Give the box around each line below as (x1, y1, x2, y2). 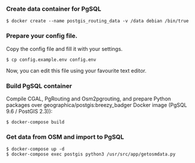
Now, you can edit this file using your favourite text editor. (6, 67, 147, 74)
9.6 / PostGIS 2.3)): (6, 107, 53, 115)
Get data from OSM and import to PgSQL (6, 132, 124, 141)
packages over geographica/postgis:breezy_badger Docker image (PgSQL (6, 101, 187, 108)
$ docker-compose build (6, 119, 65, 125)
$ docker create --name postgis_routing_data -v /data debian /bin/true (6, 18, 189, 24)
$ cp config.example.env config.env (6, 57, 96, 63)
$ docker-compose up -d (6, 146, 65, 152)
